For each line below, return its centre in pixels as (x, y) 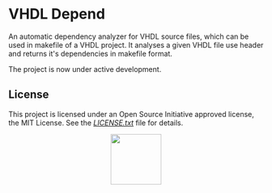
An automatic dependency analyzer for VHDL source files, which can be (129, 36)
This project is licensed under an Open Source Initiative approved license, (132, 114)
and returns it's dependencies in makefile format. (90, 53)
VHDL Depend (57, 14)
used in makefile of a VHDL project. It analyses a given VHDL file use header (136, 44)
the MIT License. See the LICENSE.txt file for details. (96, 123)
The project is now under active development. (85, 69)
